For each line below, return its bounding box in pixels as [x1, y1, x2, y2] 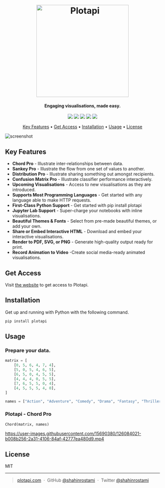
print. [12, 244, 24, 250]
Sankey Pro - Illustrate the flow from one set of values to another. [12, 166, 145, 172]
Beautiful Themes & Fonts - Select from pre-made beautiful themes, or [12, 218, 157, 224]
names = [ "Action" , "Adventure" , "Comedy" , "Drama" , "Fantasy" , [5, 399, 139, 404]
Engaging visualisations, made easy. [44, 103, 121, 109]
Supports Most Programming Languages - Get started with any [12, 192, 142, 198]
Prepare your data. [5, 347, 51, 354]
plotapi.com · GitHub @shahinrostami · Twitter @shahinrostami [17, 477, 149, 483]
